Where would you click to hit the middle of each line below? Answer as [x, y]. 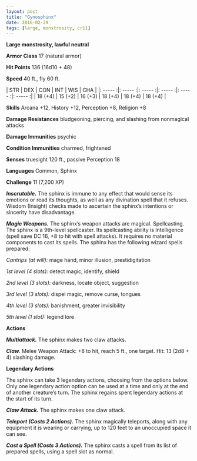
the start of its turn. [29, 399]
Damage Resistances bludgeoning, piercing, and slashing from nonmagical [98, 119]
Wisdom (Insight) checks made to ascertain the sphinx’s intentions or [90, 206]
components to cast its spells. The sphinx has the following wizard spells [94, 243]
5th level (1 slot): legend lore [40, 317]
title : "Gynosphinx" [31, 17]
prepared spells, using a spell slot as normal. [60, 452]
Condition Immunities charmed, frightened [59, 148]
